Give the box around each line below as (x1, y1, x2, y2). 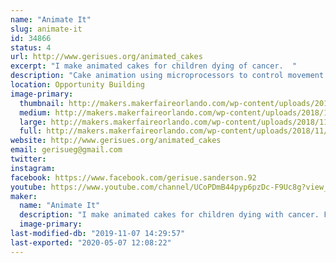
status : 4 (10, 42, 52, 53)
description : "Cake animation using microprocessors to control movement (10, 71, 325, 81)
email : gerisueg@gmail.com (10, 145, 123, 155)
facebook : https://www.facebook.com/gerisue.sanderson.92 (10, 172, 257, 183)
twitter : (10, 154, 47, 164)
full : (19, 126, 43, 136)
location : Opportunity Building (10, 80, 145, 90)
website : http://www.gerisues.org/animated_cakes (10, 136, 222, 146)
